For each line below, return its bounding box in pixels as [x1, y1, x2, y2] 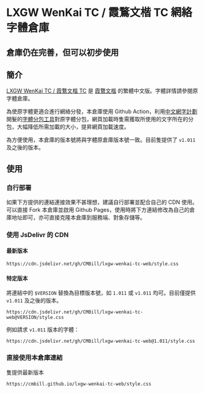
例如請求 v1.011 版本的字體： [6, 326, 79, 334]
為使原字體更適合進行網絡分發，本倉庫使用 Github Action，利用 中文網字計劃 [6, 108, 197, 115]
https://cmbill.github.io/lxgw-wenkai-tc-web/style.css [6, 381, 151, 387]
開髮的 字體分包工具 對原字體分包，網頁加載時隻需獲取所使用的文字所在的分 [6, 116, 194, 123]
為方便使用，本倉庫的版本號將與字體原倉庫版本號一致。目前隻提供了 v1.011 [6, 136, 195, 144]
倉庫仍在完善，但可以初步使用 [6, 47, 119, 58]
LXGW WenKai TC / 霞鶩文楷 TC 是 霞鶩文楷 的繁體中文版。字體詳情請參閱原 [6, 87, 199, 95]
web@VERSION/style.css [6, 315, 64, 321]
